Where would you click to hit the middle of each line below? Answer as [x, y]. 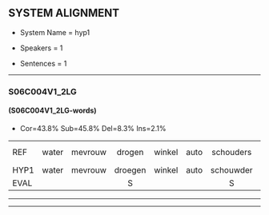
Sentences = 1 [43, 63]
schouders [232, 152]
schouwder [232, 169]
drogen [130, 152]
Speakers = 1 [41, 48]
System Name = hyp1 [55, 32]
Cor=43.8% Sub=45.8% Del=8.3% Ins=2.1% [93, 128]
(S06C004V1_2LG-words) [53, 110]
